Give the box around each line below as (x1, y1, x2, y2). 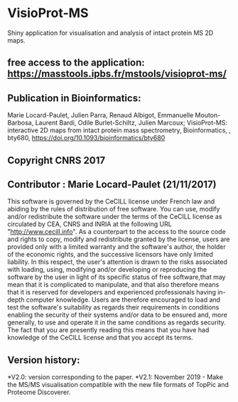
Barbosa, (7, 119, 34, 127)
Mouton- (195, 111, 221, 120)
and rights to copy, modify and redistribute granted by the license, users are (7, 235, 230, 243)
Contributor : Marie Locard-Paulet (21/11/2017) (7, 178, 217, 190)
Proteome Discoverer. (7, 388, 71, 396)
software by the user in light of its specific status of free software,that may (7, 273, 226, 282)
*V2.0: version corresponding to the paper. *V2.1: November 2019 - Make (7, 373, 224, 381)
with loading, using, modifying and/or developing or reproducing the (7, 265, 207, 274)
